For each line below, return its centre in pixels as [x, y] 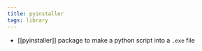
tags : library [28, 20]
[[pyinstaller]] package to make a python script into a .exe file [106, 40]
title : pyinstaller [36, 14]
